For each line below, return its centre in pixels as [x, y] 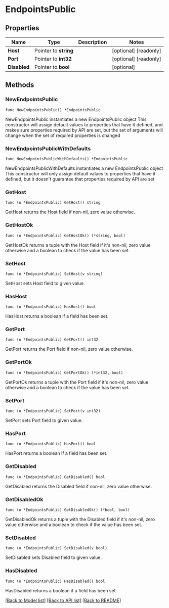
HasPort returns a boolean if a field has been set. [56, 453]
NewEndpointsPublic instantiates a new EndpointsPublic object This [76, 119]
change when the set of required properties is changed [63, 135]
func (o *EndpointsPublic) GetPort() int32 [52, 340]
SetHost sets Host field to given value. [45, 283]
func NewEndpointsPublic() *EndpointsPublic [53, 110]
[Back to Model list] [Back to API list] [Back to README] [63, 600]
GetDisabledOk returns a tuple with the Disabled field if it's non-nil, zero [80, 519]
